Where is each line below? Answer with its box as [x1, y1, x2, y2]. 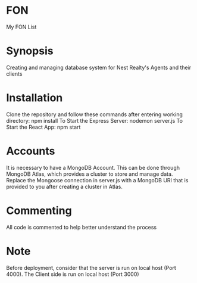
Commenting [6, 204, 73, 217]
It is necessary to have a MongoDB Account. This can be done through [6, 164, 180, 171]
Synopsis [6, 44, 54, 58]
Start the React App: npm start [6, 123, 81, 130]
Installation [6, 91, 63, 105]
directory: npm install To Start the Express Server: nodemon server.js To [6, 117, 183, 124]
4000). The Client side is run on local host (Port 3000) [6, 270, 139, 278]
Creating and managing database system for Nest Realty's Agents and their [6, 64, 192, 71]
